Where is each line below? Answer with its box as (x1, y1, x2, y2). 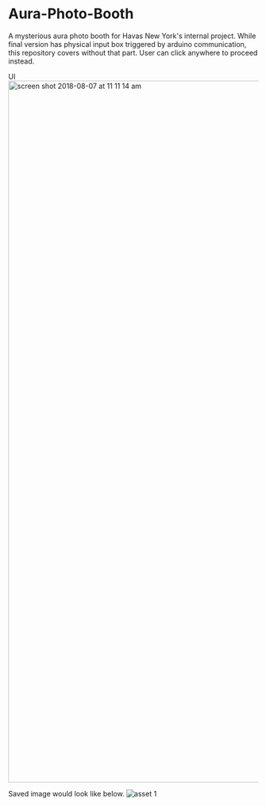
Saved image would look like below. (8, 789, 125, 798)
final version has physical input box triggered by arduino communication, (8, 39, 247, 48)
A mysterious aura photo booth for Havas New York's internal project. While (8, 31, 256, 40)
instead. (8, 56, 35, 66)
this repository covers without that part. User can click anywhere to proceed (8, 48, 258, 57)
